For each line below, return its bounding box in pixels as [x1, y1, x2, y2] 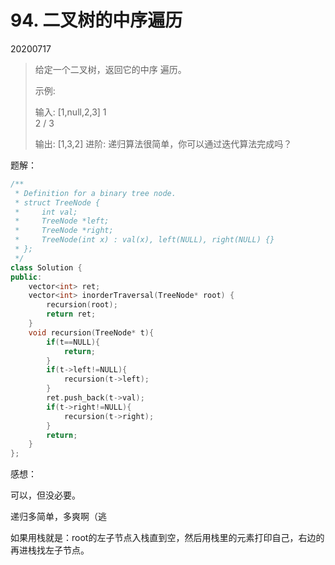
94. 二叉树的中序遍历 [10, 9, 183, 32]
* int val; [14, 207, 78, 217]
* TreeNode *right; [14, 226, 114, 236]
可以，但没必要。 [10, 489, 81, 501]
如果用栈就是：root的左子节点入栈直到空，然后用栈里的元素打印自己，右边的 [10, 532, 325, 544]
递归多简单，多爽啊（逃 [10, 511, 107, 523]
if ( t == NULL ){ [46, 337, 101, 347]
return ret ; [46, 309, 97, 320]
